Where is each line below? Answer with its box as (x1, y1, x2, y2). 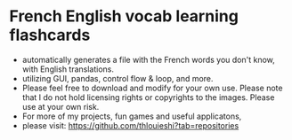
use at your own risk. (21, 101, 100, 112)
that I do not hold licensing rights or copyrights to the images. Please (21, 91, 275, 103)
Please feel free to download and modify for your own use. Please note (21, 82, 283, 93)
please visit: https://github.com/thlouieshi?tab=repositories (21, 120, 239, 130)
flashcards (9, 25, 91, 45)
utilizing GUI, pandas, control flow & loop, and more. (21, 73, 214, 83)
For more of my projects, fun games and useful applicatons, (21, 111, 242, 121)
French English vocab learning (9, 6, 239, 27)
